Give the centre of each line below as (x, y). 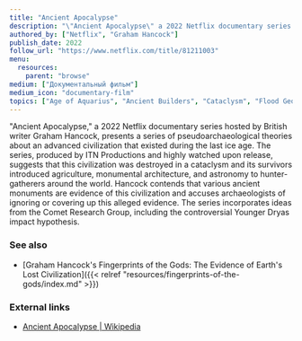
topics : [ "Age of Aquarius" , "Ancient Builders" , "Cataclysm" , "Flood (144, 101)
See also (28, 245)
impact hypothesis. (44, 222)
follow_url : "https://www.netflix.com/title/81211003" (114, 51)
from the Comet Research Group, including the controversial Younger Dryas (150, 213)
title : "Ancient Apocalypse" (64, 17)
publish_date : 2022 (46, 43)
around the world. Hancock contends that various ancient (154, 184)
